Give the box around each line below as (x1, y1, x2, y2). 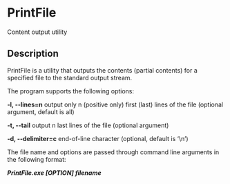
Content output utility (7, 28, 68, 36)
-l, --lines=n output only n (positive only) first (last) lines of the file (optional (7, 100, 223, 109)
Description (7, 48, 59, 59)
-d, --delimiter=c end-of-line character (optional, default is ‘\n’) (7, 134, 189, 142)
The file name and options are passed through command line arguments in (7, 147, 220, 156)
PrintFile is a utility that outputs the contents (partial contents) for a (7, 66, 198, 74)
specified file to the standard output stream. (7, 73, 133, 82)
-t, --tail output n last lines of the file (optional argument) (7, 121, 169, 129)
